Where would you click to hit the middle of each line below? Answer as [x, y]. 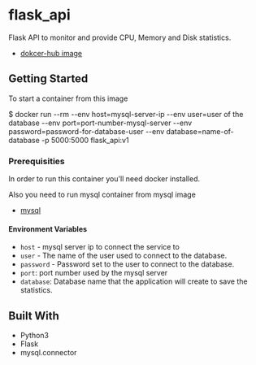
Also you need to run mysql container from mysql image [102, 195]
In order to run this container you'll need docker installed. [104, 179]
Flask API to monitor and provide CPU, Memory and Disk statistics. [120, 37]
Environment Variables [48, 228]
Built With [34, 316]
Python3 [34, 336]
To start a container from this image [68, 98]
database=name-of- [200, 131]
